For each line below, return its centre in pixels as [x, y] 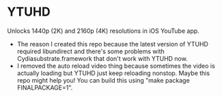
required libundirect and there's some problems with [91, 51]
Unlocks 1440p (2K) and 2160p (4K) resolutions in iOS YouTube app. [103, 31]
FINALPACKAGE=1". [45, 87]
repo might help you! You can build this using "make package [103, 80]
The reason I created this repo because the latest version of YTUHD [112, 44]
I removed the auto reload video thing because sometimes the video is [116, 66]
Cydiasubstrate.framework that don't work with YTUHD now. [102, 58]
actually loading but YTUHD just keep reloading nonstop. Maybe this [113, 73]
